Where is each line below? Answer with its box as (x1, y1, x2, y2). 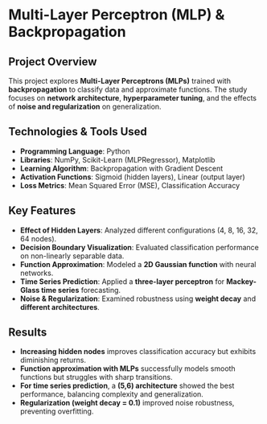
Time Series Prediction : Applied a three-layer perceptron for (19, 276, 225, 286)
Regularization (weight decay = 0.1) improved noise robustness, (19, 398, 235, 408)
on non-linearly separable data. (19, 251, 125, 261)
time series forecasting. (41, 285, 121, 294)
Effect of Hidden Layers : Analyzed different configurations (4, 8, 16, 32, (19, 225, 259, 235)
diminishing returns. (19, 356, 87, 365)
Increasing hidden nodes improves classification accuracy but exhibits (19, 347, 257, 356)
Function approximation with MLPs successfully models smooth (19, 364, 236, 373)
